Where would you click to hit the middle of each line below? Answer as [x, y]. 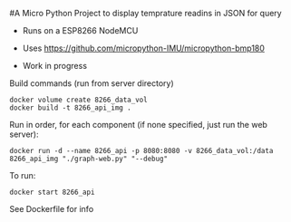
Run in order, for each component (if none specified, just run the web [138, 125]
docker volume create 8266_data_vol [78, 100]
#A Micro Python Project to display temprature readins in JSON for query [146, 13]
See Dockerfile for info [52, 209]
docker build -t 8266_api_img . [70, 108]
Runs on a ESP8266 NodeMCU [80, 30]
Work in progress [55, 66]
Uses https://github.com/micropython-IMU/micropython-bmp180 [144, 48]
